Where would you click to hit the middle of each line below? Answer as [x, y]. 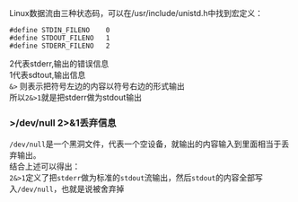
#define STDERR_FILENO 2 [60, 46]
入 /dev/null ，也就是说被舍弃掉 [67, 189]
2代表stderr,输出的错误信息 [59, 64]
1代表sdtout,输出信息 [48, 75]
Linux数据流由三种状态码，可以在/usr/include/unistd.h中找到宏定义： [136, 13]
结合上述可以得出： [45, 167]
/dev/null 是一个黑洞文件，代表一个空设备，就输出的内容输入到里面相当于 [145, 144]
